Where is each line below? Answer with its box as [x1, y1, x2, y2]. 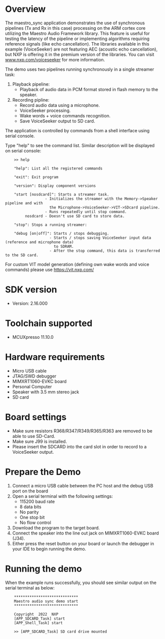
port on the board [12, 488, 48, 494]
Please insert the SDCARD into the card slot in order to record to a [12, 443, 147, 449]
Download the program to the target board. [12, 525, 100, 531]
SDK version [5, 284, 57, 295]
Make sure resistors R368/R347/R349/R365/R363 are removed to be [12, 427, 153, 434]
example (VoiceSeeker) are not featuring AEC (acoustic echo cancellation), [5, 46, 158, 52]
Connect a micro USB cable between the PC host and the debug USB [12, 482, 154, 488]
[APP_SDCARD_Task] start [14, 616, 65, 621]
